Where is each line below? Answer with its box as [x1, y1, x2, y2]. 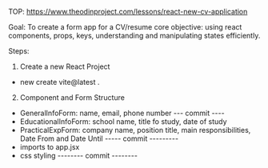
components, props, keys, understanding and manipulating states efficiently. [8, 31, 261, 40]
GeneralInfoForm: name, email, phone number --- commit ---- [19, 108, 226, 118]
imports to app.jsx [19, 142, 80, 151]
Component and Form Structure [19, 93, 126, 102]
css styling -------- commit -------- [19, 151, 138, 160]
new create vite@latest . [19, 78, 100, 86]
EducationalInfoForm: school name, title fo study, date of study [19, 117, 227, 126]
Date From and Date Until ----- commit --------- [19, 134, 178, 143]
